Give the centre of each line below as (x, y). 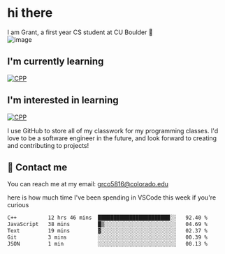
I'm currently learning (56, 62)
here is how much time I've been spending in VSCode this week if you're (112, 197)
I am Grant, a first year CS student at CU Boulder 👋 (80, 32)
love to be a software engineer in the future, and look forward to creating (112, 138)
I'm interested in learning (63, 100)
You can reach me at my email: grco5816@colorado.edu (88, 184)
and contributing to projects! (48, 145)
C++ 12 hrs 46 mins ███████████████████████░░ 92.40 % (108, 218)
